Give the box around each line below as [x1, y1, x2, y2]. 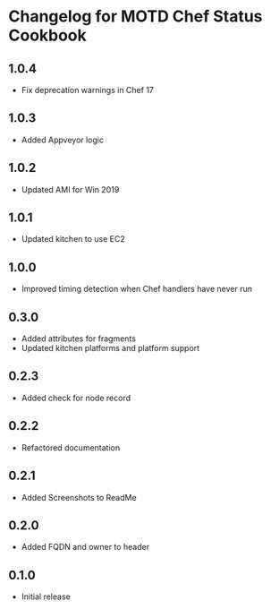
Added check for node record [21, 392, 131, 403]
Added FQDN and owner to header [21, 542, 149, 553]
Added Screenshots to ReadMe [21, 492, 137, 502]
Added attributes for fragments [21, 333, 136, 344]
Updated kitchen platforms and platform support [21, 343, 200, 354]
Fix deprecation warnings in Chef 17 [21, 85, 154, 95]
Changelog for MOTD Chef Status [8, 6, 263, 27]
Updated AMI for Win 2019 [21, 184, 120, 194]
